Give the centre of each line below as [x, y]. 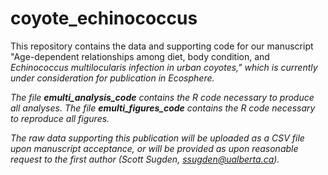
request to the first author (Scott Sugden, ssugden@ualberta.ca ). [145, 159]
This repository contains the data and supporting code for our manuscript [162, 46]
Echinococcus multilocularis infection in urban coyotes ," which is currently [164, 67]
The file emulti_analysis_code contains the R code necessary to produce [162, 97]
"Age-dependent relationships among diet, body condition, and [140, 56]
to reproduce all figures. [60, 118]
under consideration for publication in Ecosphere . [112, 78]
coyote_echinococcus [104, 18]
